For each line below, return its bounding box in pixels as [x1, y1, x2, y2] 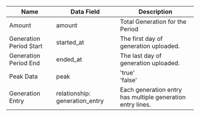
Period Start [9, 42, 43, 50]
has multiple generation [120, 93, 186, 101]
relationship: [56, 89, 91, 97]
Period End [9, 59, 40, 67]
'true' [120, 69, 135, 76]
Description [138, 8, 173, 15]
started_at [56, 38, 85, 46]
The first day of [120, 35, 163, 43]
